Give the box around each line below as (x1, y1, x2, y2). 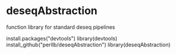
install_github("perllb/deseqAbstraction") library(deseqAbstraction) (6, 41, 171, 48)
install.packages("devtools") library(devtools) (6, 35, 118, 42)
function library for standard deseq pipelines (6, 23, 115, 31)
